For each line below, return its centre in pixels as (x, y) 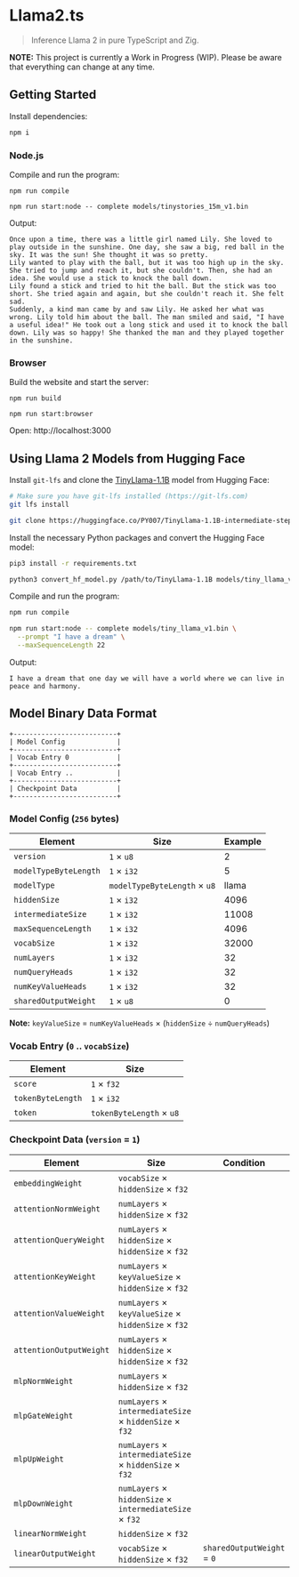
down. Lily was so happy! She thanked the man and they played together (147, 333)
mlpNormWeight (44, 1381)
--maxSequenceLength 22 (61, 646)
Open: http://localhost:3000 (60, 430)
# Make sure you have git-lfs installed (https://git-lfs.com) (129, 496)
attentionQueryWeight (59, 1240)
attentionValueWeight (59, 1313)
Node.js (27, 155)
